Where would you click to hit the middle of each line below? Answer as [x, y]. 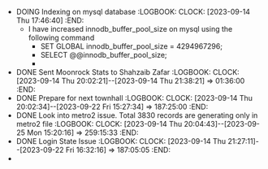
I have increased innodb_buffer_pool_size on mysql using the [130, 29]
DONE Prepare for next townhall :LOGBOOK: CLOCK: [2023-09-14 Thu [134, 98]
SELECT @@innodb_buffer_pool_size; [104, 55]
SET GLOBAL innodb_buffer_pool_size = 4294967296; [132, 46]
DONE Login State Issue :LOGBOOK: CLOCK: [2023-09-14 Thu [121, 141]
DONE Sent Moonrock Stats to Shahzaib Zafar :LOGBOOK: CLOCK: [128, 72]
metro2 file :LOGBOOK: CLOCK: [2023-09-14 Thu [99, 124]
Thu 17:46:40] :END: [50, 20]
